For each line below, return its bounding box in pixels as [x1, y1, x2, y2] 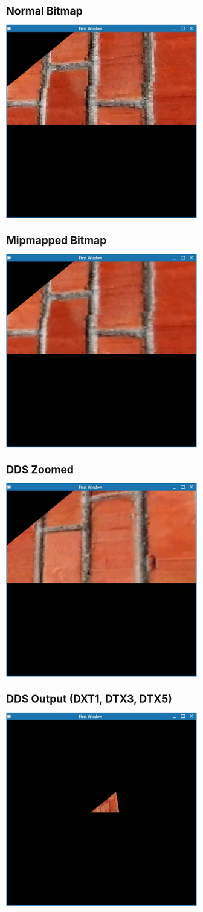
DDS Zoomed [6, 463, 74, 477]
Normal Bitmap [6, 4, 83, 18]
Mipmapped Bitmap [6, 234, 107, 247]
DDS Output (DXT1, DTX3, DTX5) [6, 692, 172, 705]
